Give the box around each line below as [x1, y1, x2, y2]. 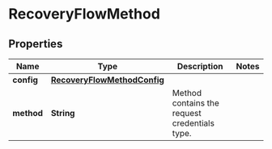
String [50, 108, 75, 118]
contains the [172, 97, 220, 109]
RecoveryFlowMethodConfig [50, 74, 164, 85]
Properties [8, 37, 63, 51]
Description [176, 61, 223, 72]
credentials [172, 118, 215, 129]
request [172, 108, 202, 118]
